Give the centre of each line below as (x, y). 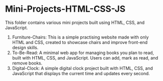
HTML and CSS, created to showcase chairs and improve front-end (80, 42)
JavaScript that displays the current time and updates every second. (81, 73)
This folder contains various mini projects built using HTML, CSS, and (75, 22)
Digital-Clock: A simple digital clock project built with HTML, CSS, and (82, 68)
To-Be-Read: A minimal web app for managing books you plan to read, (83, 53)
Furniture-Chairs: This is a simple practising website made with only (80, 37)
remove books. (27, 63)
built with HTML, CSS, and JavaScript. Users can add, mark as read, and (85, 58)
